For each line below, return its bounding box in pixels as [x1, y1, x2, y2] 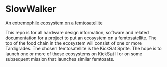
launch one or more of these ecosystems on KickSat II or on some [5, 51, 143, 57]
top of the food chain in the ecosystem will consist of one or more [5, 40, 142, 46]
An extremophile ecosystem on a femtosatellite [5, 20, 103, 26]
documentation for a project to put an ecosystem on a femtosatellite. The [5, 35, 157, 41]
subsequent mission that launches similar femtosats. [5, 56, 115, 62]
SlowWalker [5, 3, 57, 15]
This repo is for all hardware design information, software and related [5, 29, 149, 35]
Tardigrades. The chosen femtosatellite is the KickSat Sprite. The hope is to [5, 45, 162, 51]
